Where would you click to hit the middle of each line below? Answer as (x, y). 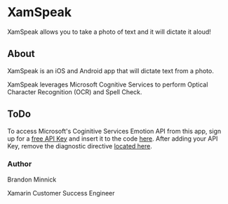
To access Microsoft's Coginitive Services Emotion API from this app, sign (114, 131)
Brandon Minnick (32, 179)
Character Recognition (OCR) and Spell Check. (75, 91)
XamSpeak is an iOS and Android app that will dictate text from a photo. (110, 70)
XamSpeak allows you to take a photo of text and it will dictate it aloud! (109, 32)
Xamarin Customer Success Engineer (61, 193)
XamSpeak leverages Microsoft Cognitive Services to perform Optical (108, 84)
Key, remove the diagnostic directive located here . (80, 146)
